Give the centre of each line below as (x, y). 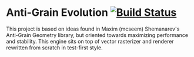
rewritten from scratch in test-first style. (54, 48)
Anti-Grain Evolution (57, 13)
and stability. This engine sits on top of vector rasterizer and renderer (90, 41)
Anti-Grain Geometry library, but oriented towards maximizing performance (97, 35)
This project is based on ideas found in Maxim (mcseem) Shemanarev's (93, 29)
